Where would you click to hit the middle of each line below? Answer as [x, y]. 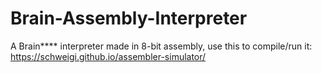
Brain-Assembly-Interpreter [129, 18]
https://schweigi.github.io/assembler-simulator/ [108, 56]
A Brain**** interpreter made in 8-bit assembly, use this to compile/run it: [161, 46]
